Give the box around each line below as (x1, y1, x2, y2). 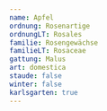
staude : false (9, 72, 63, 81)
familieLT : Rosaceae (9, 47, 87, 55)
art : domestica (9, 64, 67, 73)
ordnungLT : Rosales (9, 30, 83, 38)
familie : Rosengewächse (9, 38, 99, 47)
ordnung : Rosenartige (9, 21, 91, 30)
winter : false (9, 80, 63, 89)
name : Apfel (9, 13, 54, 22)
